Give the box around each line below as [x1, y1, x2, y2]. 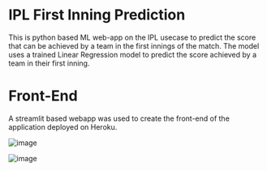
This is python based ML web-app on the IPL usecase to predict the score [8, 32, 256, 42]
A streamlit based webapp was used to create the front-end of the [8, 113, 230, 123]
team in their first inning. [8, 58, 90, 68]
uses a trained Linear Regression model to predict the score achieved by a [8, 49, 257, 59]
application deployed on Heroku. [8, 122, 118, 131]
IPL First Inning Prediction [8, 6, 186, 24]
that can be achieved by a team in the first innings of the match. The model [8, 41, 260, 50]
